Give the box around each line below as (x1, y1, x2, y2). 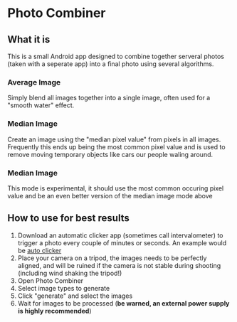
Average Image (7, 77, 61, 87)
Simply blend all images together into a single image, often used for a (7, 94, 211, 102)
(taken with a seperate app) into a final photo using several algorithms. (7, 60, 214, 68)
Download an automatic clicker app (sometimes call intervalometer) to (17, 231, 223, 240)
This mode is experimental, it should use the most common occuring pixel (7, 183, 224, 193)
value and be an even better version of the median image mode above (7, 191, 213, 200)
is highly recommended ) (17, 306, 92, 315)
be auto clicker (17, 246, 62, 254)
